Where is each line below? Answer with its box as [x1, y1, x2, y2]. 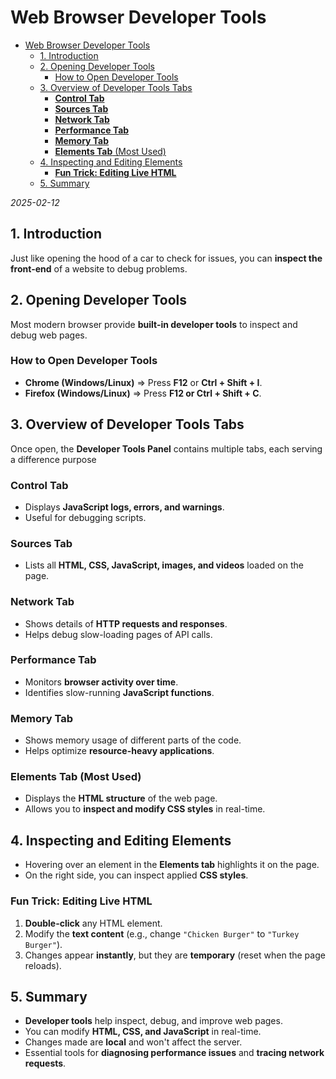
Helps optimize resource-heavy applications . [24, 745, 215, 757]
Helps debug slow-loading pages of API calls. [24, 628, 213, 640]
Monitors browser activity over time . [24, 676, 179, 688]
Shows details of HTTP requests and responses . [24, 617, 228, 630]
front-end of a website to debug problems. [10, 262, 188, 275]
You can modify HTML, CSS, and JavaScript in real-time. [24, 1026, 262, 1038]
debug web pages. [10, 329, 88, 341]
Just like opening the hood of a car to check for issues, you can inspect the [10, 252, 323, 264]
